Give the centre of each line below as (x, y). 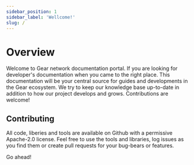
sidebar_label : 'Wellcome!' (41, 17)
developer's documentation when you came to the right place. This (88, 75)
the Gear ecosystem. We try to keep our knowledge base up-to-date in (93, 87)
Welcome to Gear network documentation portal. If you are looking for (92, 68)
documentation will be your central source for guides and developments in (97, 81)
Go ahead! (19, 157)
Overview (31, 52)
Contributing (30, 118)
